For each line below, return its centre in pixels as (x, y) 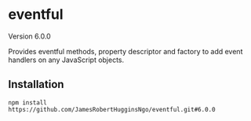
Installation (36, 84)
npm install (27, 103)
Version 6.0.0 (29, 36)
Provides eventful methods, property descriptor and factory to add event (125, 51)
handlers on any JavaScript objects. (66, 60)
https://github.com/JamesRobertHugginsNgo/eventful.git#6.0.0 (112, 109)
